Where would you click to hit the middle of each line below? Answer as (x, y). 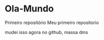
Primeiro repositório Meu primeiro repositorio (52, 22)
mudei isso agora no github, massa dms (46, 32)
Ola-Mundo (29, 9)
